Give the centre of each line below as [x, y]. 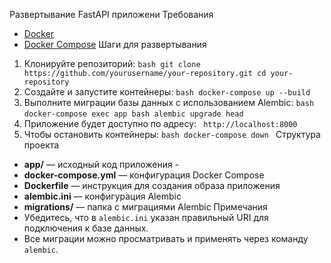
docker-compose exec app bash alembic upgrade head [133, 114]
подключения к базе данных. [86, 228]
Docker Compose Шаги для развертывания [115, 44]
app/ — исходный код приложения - [101, 164]
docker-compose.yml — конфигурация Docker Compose [144, 175]
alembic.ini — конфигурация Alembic [102, 196]
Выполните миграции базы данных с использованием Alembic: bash [169, 102]
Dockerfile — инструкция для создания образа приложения [152, 185]
